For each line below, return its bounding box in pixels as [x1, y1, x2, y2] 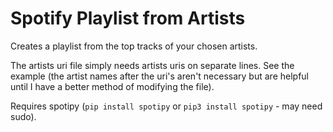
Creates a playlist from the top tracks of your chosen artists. [10, 40, 258, 52]
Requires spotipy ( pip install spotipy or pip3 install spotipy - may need [10, 100, 323, 112]
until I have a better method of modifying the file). [10, 80, 215, 92]
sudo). [10, 110, 37, 122]
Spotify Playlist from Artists [10, 7, 246, 30]
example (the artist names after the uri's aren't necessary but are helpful [10, 70, 309, 82]
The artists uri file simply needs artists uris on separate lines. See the [10, 59, 295, 71]
